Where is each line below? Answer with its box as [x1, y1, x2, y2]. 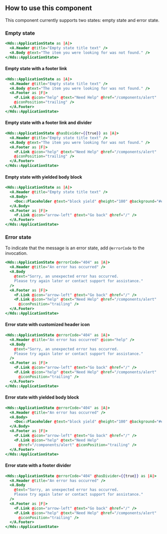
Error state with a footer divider [5, 462, 71, 468]
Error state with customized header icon [5, 321, 90, 327]
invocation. [5, 250, 28, 256]
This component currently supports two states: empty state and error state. [5, 17, 160, 23]
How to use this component [5, 4, 92, 12]
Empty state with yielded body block [5, 174, 83, 180]
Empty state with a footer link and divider [5, 119, 92, 126]
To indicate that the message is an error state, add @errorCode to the [5, 245, 145, 251]
